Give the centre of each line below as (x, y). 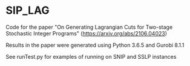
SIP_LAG (28, 10)
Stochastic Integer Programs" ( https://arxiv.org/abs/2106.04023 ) (87, 33)
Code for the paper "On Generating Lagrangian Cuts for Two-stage (89, 27)
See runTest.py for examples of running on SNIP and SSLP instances (91, 56)
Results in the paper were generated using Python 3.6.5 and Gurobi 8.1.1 (95, 45)
